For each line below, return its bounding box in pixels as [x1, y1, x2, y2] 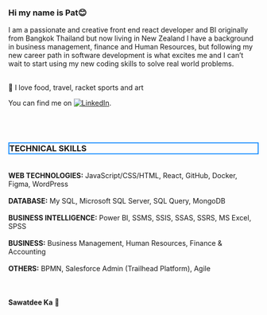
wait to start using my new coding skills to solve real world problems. [8, 59, 234, 68]
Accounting [8, 247, 46, 256]
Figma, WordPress [8, 179, 69, 189]
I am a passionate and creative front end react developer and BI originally [8, 25, 249, 35]
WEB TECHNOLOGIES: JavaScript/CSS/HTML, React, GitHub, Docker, [8, 170, 238, 180]
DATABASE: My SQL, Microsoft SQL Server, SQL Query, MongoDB [8, 196, 226, 205]
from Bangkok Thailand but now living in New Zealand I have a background [8, 33, 254, 43]
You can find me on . [8, 99, 112, 108]
